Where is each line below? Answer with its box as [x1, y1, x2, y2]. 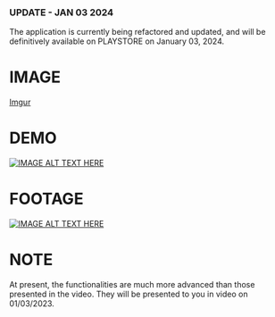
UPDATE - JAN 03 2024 [9, 6, 114, 19]
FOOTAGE [9, 189, 84, 209]
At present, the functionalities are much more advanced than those [9, 279, 255, 290]
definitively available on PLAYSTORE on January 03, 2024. [9, 36, 225, 46]
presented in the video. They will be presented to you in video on [9, 288, 248, 300]
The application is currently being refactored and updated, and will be [9, 27, 266, 38]
